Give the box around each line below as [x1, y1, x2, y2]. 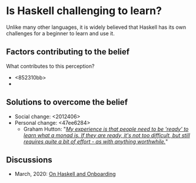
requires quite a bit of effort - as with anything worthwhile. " [23, 138, 168, 145]
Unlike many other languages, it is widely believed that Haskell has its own [6, 24, 187, 31]
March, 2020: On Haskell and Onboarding [14, 171, 116, 178]
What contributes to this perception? [6, 62, 95, 69]
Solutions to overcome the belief [6, 97, 128, 107]
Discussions [6, 155, 52, 165]
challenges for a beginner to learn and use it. [6, 29, 115, 36]
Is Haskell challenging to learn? [6, 4, 162, 18]
